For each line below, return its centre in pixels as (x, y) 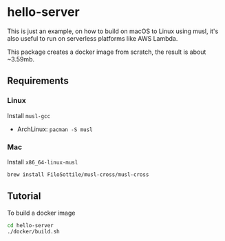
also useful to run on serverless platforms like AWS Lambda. (93, 38)
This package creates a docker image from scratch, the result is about (107, 52)
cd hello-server (30, 225)
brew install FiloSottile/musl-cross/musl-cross (78, 174)
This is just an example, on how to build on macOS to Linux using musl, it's (113, 31)
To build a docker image (41, 213)
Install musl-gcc (29, 115)
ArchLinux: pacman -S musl (55, 129)
